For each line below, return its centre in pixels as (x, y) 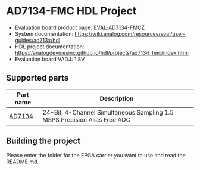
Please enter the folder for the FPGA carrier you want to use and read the (96, 155)
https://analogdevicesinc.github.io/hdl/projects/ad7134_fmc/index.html (101, 52)
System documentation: (44, 33)
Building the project (43, 141)
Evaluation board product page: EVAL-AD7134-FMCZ (80, 27)
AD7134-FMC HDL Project (71, 11)
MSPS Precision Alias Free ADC (87, 119)
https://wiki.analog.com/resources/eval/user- (130, 33)
